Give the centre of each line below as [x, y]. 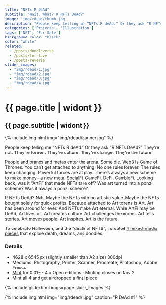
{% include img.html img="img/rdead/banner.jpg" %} [59, 137]
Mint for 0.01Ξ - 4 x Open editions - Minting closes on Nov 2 [73, 272]
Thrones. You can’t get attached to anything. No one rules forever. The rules [83, 167]
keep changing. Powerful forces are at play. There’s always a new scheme [81, 172]
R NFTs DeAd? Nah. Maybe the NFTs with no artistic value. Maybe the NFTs [82, 197]
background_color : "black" [33, 38]
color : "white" [21, 42]
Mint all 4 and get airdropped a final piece [55, 278]
